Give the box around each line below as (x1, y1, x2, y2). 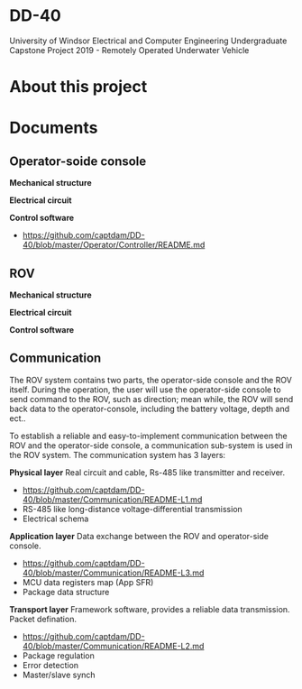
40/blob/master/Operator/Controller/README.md (22, 240, 206, 251)
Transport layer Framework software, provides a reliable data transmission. (9, 603, 290, 614)
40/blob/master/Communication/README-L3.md (22, 567, 205, 578)
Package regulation (22, 650, 95, 661)
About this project (9, 77, 148, 97)
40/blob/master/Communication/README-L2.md (22, 640, 205, 651)
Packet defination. (9, 613, 77, 624)
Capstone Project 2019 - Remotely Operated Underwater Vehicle (9, 44, 250, 55)
